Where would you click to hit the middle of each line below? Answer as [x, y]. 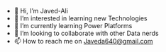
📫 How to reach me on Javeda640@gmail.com [84, 41]
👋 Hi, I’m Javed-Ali [41, 11]
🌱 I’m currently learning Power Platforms [73, 26]
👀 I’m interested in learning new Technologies [81, 18]
